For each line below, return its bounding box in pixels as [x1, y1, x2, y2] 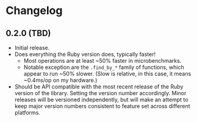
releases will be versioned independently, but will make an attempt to [14, 96, 188, 103]
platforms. [14, 109, 41, 116]
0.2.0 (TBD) [5, 28, 51, 38]
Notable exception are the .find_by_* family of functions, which [23, 63, 184, 71]
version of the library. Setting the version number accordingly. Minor [14, 90, 187, 96]
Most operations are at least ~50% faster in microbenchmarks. [23, 57, 182, 64]
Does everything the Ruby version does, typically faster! [14, 51, 156, 58]
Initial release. [14, 44, 50, 51]
